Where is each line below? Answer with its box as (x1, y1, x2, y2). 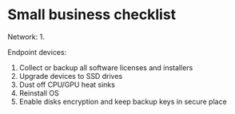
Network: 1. (7, 32, 45, 41)
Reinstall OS (18, 88, 59, 97)
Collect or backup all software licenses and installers (18, 62, 193, 73)
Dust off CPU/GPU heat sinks (18, 80, 115, 89)
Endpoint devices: (7, 47, 67, 57)
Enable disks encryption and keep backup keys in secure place (18, 96, 227, 106)
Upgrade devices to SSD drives (18, 71, 123, 81)
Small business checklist (7, 6, 177, 24)
